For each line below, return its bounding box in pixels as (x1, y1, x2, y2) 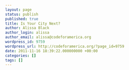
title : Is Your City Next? (5, 21, 61, 26)
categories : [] (5, 53, 36, 58)
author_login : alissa (5, 30, 50, 35)
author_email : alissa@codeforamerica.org (5, 35, 92, 40)
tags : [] (5, 58, 23, 63)
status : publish (5, 12, 38, 17)
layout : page (5, 7, 32, 12)
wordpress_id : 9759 (5, 39, 45, 44)
